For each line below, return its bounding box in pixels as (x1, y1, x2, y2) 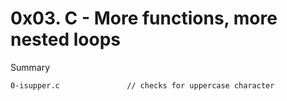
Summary (10, 61, 51, 73)
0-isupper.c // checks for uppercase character (10, 80, 275, 91)
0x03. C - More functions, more (10, 7, 278, 30)
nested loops (10, 28, 121, 51)
